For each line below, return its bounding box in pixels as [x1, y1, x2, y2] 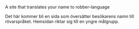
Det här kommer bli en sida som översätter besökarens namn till [5, 14, 134, 19]
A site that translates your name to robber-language [5, 4, 110, 10]
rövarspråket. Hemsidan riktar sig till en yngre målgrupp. [5, 19, 119, 24]
